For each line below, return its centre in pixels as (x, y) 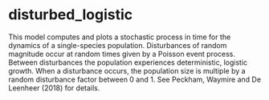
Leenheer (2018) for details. (54, 88)
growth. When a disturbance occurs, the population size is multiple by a (127, 70)
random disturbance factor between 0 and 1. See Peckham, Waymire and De (135, 79)
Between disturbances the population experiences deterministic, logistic (128, 62)
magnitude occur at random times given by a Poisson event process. (122, 54)
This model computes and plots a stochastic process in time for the (120, 37)
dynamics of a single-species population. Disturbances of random (118, 45)
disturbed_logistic (71, 15)
